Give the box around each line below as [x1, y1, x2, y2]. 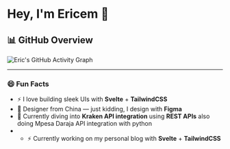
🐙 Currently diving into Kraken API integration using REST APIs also [16, 112, 210, 120]
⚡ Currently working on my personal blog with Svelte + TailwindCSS [27, 135, 221, 143]
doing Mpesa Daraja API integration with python [16, 120, 153, 128]
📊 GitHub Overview [7, 34, 94, 46]
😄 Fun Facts [7, 79, 49, 88]
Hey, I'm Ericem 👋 [7, 6, 110, 22]
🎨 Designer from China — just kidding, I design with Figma [16, 105, 183, 113]
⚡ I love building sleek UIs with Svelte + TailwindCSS [16, 95, 168, 103]
